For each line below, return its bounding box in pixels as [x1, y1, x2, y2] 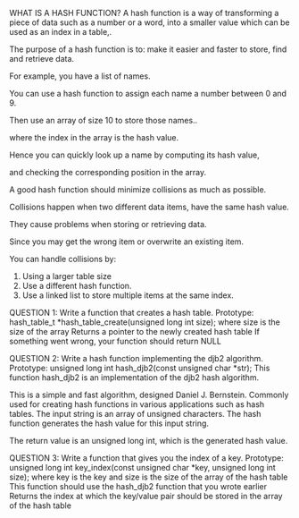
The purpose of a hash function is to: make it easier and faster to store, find [9, 44, 287, 55]
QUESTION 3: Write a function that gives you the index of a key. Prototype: [9, 453, 284, 463]
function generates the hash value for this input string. [9, 418, 210, 429]
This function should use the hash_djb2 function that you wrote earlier [9, 481, 268, 491]
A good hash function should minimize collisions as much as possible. [9, 184, 267, 195]
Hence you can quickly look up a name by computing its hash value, [9, 149, 261, 160]
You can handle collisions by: [9, 254, 117, 264]
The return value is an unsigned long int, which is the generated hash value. [9, 436, 288, 446]
